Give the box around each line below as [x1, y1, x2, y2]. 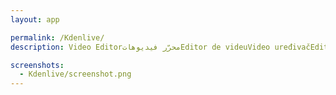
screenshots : [10, 60, 65, 70]
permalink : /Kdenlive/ [10, 32, 105, 43]
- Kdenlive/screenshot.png [19, 69, 132, 80]
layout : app [10, 14, 60, 25]
